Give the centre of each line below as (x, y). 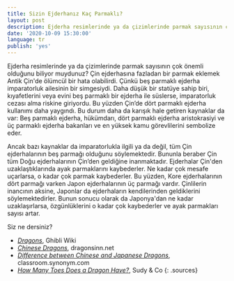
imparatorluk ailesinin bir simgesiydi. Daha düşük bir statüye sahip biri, (108, 88)
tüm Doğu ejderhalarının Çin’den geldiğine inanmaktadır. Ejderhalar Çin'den (115, 161)
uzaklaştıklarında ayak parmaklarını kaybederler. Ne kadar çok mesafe (108, 169)
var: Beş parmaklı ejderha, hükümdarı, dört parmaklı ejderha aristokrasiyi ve (116, 118)
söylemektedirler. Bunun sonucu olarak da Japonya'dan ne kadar (100, 199)
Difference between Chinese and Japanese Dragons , (94, 255)
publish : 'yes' (29, 46)
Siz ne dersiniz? (30, 227)
